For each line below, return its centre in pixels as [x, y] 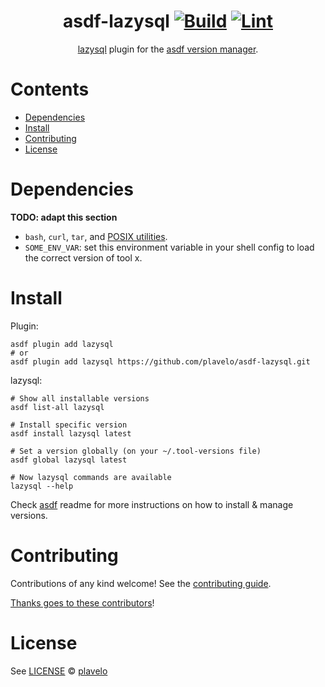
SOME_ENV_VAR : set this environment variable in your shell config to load [169, 247]
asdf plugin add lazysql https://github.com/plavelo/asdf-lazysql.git [160, 361]
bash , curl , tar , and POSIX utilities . [96, 236]
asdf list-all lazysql [57, 407]
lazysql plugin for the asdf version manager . [168, 49]
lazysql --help [42, 486]
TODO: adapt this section [64, 217]
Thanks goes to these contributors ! [82, 602]
